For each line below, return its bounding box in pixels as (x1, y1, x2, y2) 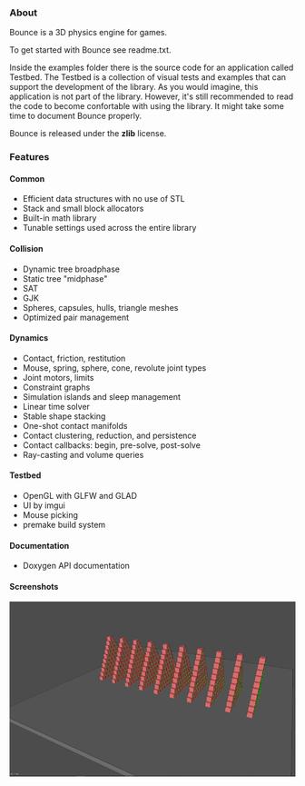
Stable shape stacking (22, 411, 106, 422)
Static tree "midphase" (22, 273, 108, 284)
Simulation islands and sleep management (22, 391, 182, 402)
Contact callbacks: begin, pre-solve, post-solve (22, 439, 202, 451)
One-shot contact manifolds (22, 420, 128, 431)
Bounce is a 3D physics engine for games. (9, 27, 168, 38)
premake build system (22, 520, 106, 531)
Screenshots (9, 581, 59, 592)
